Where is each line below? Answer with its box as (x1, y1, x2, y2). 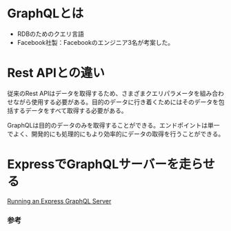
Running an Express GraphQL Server (7, 197, 112, 205)
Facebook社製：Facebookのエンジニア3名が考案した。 (17, 38, 174, 46)
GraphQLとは (7, 6, 84, 21)
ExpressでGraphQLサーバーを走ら (7, 157, 203, 172)
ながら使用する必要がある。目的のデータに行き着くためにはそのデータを (12, 97, 219, 106)
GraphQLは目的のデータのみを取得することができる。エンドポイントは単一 (7, 121, 220, 129)
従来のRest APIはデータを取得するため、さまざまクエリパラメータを (7, 89, 200, 97)
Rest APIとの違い (7, 66, 105, 81)
